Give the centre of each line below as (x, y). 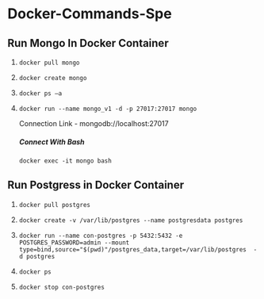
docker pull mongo (49, 63)
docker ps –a (40, 94)
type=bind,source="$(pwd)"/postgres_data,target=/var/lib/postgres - (138, 249)
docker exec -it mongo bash (65, 161)
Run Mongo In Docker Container (88, 43)
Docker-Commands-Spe (90, 14)
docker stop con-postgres (61, 287)
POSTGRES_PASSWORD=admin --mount (74, 243)
